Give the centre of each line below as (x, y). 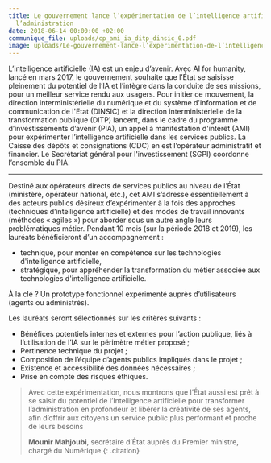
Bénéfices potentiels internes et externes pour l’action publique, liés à (136, 334)
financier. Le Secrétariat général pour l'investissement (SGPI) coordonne (129, 155)
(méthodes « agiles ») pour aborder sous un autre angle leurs (110, 220)
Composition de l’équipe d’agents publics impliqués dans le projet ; (131, 360)
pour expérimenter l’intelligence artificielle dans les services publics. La (127, 137)
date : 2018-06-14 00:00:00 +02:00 (67, 31)
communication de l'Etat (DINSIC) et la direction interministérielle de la (125, 112)
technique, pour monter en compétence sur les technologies (121, 253)
